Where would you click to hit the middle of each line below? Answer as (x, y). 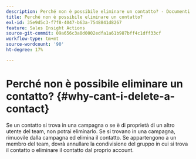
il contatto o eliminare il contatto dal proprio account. (70, 150)
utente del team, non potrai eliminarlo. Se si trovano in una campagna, (91, 131)
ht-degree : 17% (25, 50)
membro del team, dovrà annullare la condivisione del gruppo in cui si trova (97, 144)
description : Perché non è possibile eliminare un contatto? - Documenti (98, 11)
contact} (28, 109)
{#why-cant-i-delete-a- (116, 96)
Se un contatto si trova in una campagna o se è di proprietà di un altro (90, 125)
